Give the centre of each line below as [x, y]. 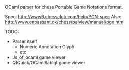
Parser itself [25, 41]
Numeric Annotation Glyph [47, 46]
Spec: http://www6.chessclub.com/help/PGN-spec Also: [63, 17]
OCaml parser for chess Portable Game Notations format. [64, 7]
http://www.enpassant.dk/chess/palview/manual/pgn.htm [64, 22]
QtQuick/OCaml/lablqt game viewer [49, 62]
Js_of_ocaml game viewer [39, 57]
